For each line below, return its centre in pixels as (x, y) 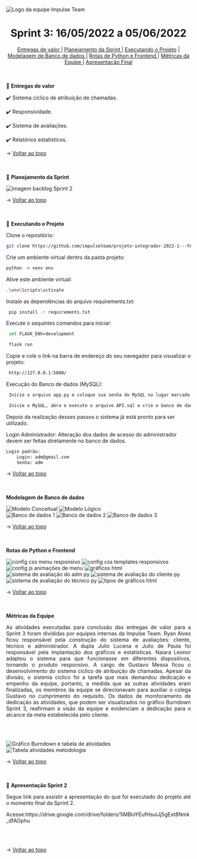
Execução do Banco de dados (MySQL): (54, 384)
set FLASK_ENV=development (42, 334)
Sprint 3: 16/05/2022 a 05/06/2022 (98, 33)
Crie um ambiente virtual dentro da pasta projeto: (65, 257)
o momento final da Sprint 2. (40, 803)
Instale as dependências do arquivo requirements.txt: (70, 301)
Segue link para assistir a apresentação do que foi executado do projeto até (98, 797)
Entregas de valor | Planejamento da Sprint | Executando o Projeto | (98, 49)
